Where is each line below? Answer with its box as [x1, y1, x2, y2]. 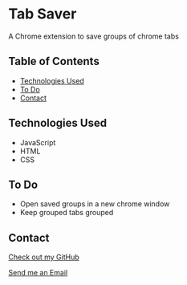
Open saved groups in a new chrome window [19, 199, 170, 209]
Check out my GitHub [8, 252, 80, 262]
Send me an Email [8, 268, 68, 278]
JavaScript [19, 137, 56, 147]
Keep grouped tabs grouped [19, 208, 114, 218]
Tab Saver [8, 5, 77, 23]
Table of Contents [8, 55, 100, 68]
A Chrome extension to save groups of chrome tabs [8, 31, 179, 41]
